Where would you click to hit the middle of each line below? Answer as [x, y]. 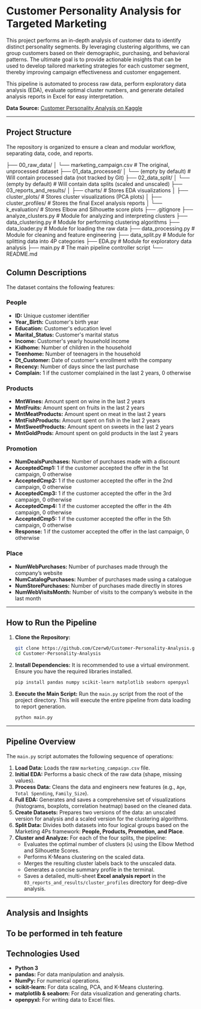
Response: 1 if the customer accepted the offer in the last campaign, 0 [102, 531]
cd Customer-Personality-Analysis [58, 654]
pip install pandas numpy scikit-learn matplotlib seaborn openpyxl [102, 683]
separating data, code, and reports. [50, 153]
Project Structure [39, 133]
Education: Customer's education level [63, 328]
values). [25, 780]
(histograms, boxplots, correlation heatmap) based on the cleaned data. [103, 806]
